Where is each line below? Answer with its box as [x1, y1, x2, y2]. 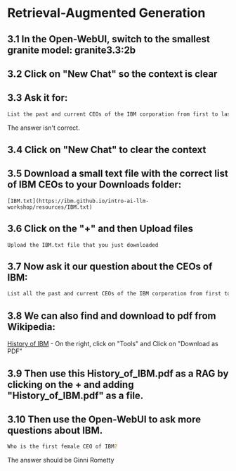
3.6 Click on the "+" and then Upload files [7, 223, 193, 235]
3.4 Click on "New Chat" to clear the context [7, 144, 206, 156]
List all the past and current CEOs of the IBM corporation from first [7, 290, 221, 298]
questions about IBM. [7, 424, 103, 436]
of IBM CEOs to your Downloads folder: [7, 178, 182, 191]
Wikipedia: [7, 321, 56, 333]
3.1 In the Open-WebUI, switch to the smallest [7, 33, 211, 45]
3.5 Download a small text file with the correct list [7, 168, 228, 180]
